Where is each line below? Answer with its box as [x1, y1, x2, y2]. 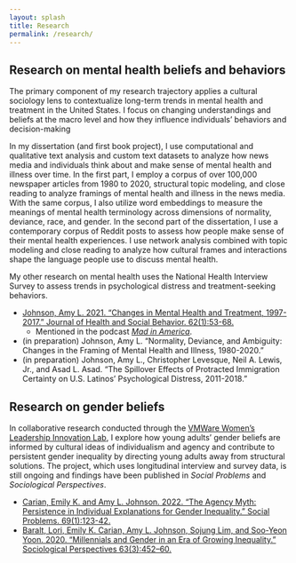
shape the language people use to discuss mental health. [9, 254, 219, 265]
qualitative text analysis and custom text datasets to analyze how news [9, 150, 269, 161]
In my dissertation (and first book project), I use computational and [9, 141, 254, 152]
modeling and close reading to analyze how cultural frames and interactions [9, 245, 287, 256]
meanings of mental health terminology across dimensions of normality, [9, 207, 272, 218]
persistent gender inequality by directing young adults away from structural [9, 451, 286, 462]
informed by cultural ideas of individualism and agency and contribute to [9, 441, 276, 452]
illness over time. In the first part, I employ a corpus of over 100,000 [9, 170, 258, 180]
